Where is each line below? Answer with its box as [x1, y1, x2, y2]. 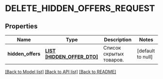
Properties [5, 22, 38, 30]
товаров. [103, 56, 124, 63]
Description [104, 37, 132, 43]
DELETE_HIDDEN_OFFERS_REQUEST [5, 3, 155, 14]
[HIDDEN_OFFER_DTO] [45, 53, 98, 60]
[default [136, 48, 155, 54]
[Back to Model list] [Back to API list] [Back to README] [5, 69, 116, 75]
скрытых [103, 51, 124, 57]
